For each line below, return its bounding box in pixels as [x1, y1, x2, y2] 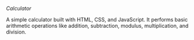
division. [6, 28, 26, 35]
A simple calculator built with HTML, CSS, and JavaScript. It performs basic [6, 16, 188, 23]
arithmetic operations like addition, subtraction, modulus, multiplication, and [6, 23, 189, 29]
